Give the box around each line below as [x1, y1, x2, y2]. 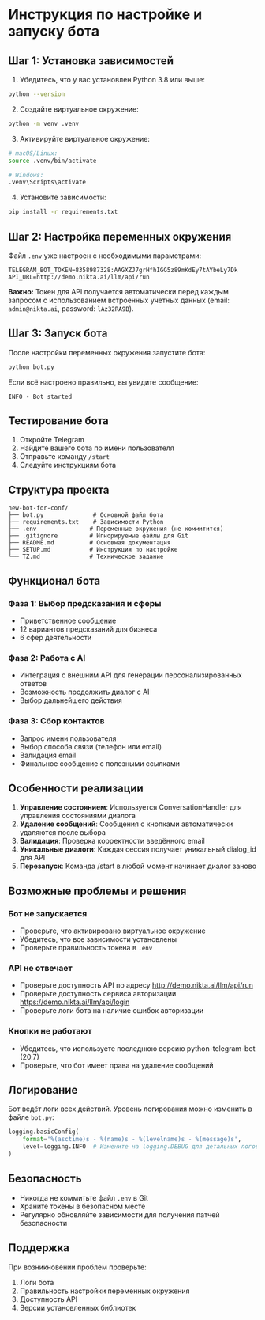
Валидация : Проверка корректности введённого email [19, 836, 205, 846]
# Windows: [8, 171, 44, 179]
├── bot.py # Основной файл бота [8, 511, 164, 519]
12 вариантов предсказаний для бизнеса [19, 624, 158, 634]
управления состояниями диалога [19, 811, 136, 821]
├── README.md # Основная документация [8, 539, 171, 547]
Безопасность [8, 1172, 82, 1185]
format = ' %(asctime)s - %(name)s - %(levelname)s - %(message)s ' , [22, 1136, 242, 1144]
